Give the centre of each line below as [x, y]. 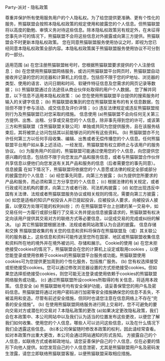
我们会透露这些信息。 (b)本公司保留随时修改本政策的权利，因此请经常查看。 [82, 329]
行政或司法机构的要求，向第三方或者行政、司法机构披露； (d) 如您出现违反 [80, 188]
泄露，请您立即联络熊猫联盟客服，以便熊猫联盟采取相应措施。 [71, 353]
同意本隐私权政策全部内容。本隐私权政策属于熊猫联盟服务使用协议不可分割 [84, 48]
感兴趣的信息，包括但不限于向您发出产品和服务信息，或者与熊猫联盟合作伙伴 [82, 157]
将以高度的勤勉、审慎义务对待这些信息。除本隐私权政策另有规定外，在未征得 [82, 30]
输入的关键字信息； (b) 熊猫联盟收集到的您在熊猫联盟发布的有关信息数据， [80, 102]
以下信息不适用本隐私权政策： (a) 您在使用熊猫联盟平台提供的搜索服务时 [86, 96]
